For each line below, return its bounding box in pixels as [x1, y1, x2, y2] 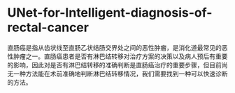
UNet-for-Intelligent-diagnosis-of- [7, 5, 213, 21]
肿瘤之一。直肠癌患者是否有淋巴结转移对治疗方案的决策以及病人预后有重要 [13, 52, 228, 60]
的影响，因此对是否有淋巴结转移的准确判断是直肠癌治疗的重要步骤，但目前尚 [7, 60, 228, 69]
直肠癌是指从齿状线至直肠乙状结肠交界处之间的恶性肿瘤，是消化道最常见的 [7, 43, 222, 51]
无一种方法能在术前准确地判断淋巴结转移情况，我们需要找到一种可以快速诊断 [7, 69, 228, 78]
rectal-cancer [7, 19, 90, 35]
